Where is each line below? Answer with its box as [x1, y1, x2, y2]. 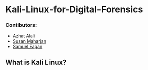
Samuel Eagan [12, 44, 43, 50]
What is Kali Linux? [5, 58, 67, 66]
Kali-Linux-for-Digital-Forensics [5, 4, 143, 15]
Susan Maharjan [12, 38, 47, 44]
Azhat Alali [12, 33, 35, 39]
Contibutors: [5, 22, 37, 29]
